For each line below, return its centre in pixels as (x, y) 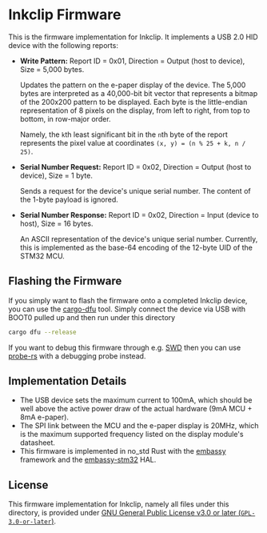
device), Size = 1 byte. (56, 175)
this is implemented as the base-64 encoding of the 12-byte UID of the (136, 247)
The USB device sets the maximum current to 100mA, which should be (136, 400)
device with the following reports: (63, 45)
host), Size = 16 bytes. (56, 223)
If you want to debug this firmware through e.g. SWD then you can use (125, 347)
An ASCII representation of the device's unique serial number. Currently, (139, 238)
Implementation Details (68, 381)
